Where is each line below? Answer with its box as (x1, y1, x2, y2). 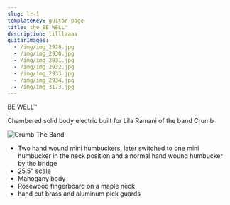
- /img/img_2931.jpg (13, 57, 75, 64)
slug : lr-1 (7, 10, 40, 18)
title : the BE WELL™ (7, 23, 69, 31)
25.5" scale (17, 167, 51, 175)
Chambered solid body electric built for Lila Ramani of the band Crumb (7, 117, 214, 125)
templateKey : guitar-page (7, 17, 84, 24)
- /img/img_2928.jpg (13, 43, 75, 51)
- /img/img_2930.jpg (13, 51, 75, 58)
